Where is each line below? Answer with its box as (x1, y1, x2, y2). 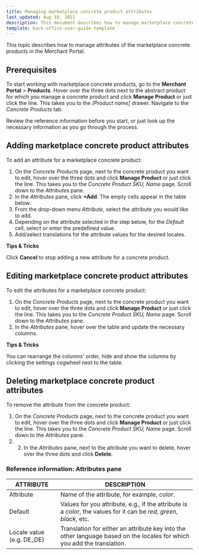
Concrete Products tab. (6, 106, 63, 113)
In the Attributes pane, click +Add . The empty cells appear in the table (14, 193, 187, 200)
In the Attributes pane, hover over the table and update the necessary (14, 323, 185, 331)
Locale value (9, 528, 44, 536)
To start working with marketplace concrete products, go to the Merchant (6, 81, 187, 88)
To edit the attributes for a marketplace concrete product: (6, 287, 147, 294)
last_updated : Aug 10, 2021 (6, 14, 76, 20)
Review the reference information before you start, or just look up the (6, 117, 175, 124)
